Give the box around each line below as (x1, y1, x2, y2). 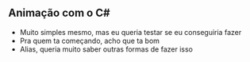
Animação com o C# (8, 6, 110, 20)
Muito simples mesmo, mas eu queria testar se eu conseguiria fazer (19, 27, 242, 37)
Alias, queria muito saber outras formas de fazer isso (19, 44, 193, 54)
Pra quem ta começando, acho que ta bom (19, 36, 160, 45)
